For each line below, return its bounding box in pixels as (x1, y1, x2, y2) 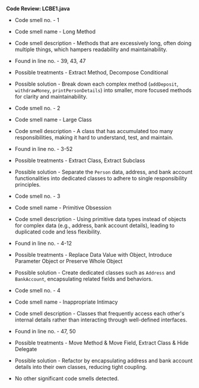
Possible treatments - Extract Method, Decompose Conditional (14, 69, 168, 76)
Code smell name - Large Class (14, 116, 92, 123)
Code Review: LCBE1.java (6, 5, 70, 12)
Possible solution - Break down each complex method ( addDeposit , (14, 80, 179, 87)
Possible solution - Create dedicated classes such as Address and (14, 269, 175, 276)
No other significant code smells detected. (14, 375, 119, 382)
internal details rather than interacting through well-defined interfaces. (14, 316, 188, 323)
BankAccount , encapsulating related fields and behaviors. (14, 276, 153, 282)
